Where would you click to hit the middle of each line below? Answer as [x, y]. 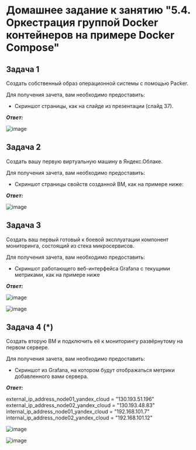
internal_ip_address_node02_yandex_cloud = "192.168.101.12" [80, 418]
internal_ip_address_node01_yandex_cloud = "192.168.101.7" [78, 412]
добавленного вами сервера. [51, 377]
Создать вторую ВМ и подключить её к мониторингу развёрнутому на [94, 341]
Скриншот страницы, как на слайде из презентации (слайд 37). [94, 106]
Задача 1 [23, 69]
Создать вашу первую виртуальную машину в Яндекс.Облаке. [84, 161]
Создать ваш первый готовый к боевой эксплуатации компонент [87, 239]
